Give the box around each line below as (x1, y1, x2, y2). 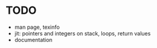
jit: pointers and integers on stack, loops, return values (14, 29, 151, 37)
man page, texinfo (14, 23, 60, 31)
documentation (14, 36, 53, 43)
